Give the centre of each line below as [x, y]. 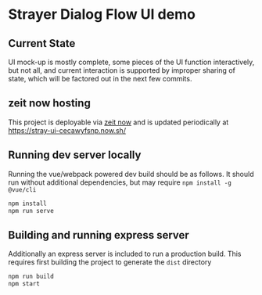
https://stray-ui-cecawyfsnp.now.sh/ [67, 130]
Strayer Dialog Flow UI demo [102, 14]
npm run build [31, 277]
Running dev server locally [75, 155]
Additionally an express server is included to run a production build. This [125, 254]
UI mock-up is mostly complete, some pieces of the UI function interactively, [131, 62]
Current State [42, 43]
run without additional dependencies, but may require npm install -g [120, 182]
